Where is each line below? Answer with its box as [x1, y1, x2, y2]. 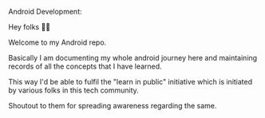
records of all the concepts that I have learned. [8, 61, 162, 71]
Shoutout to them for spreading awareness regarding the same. [8, 101, 217, 110]
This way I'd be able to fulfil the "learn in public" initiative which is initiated [8, 77, 253, 86]
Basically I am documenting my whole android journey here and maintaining [8, 53, 258, 62]
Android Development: [8, 7, 82, 16]
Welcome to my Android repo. [8, 37, 107, 47]
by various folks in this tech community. [8, 85, 140, 95]
